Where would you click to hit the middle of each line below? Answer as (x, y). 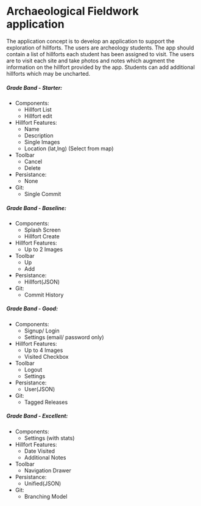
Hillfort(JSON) (42, 282)
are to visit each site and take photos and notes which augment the (90, 61)
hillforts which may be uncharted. (48, 73)
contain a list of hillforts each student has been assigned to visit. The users (100, 54)
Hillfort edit (38, 116)
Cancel (33, 161)
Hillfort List (38, 109)
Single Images (42, 142)
